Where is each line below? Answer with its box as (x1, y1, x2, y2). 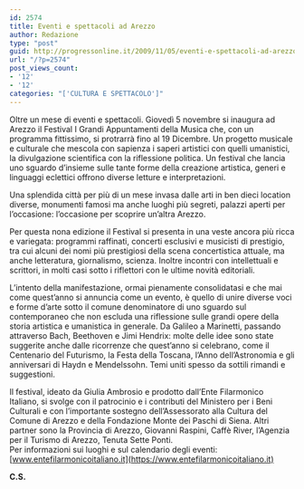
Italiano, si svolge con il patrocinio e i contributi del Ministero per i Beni (9, 396, 273, 407)
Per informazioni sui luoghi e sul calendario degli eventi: (9, 444, 218, 455)
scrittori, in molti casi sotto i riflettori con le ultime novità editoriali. (9, 264, 255, 275)
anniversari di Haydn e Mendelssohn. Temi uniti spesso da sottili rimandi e (9, 359, 286, 369)
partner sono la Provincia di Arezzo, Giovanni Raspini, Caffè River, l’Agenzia (9, 425, 290, 436)
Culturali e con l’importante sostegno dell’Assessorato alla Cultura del (9, 405, 269, 417)
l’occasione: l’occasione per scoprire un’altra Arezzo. (9, 208, 206, 219)
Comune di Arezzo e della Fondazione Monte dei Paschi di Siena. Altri (9, 415, 270, 426)
